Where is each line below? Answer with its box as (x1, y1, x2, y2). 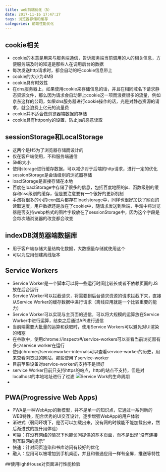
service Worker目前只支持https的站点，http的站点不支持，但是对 (12, 367, 145, 373)
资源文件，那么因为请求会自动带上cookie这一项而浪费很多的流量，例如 (16, 92, 161, 98)
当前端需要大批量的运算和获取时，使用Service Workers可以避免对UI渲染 (12, 323, 160, 329)
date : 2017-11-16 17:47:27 (5, 12, 61, 17)
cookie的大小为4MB (12, 74, 54, 79)
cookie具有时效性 (12, 80, 48, 86)
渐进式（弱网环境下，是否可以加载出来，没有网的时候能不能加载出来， (12, 419, 156, 425)
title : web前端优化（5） (5, 7, 52, 12)
